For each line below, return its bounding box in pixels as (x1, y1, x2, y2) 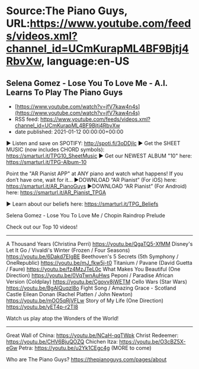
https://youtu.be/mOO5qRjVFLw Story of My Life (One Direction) (6, 297, 164, 304)
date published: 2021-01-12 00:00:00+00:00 (14, 129, 124, 135)
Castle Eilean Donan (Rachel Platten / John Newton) (6, 291, 133, 297)
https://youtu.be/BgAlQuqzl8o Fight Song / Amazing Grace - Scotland (6, 284, 176, 291)
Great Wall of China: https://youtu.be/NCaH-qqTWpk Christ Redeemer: (6, 332, 179, 339)
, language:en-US (41, 54, 130, 68)
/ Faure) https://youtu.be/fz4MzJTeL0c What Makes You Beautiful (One (6, 265, 181, 272)
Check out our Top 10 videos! (6, 223, 78, 230)
